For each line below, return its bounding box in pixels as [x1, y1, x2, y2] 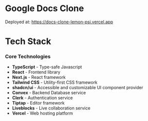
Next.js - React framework [12, 75, 66, 80]
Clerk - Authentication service [12, 95, 73, 101]
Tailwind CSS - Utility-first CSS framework [12, 79, 98, 85]
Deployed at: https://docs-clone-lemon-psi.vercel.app [5, 19, 113, 25]
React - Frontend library [12, 69, 61, 75]
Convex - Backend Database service [12, 90, 86, 96]
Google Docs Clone [5, 3, 84, 14]
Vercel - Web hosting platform [12, 110, 73, 116]
